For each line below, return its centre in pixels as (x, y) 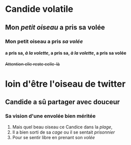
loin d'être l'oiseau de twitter (65, 84)
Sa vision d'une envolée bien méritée (50, 116)
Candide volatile (39, 9)
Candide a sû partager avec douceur (63, 102)
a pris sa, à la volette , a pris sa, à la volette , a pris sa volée (66, 53)
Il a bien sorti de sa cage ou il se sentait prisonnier (64, 132)
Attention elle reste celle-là (33, 64)
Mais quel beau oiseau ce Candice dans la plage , (62, 127)
